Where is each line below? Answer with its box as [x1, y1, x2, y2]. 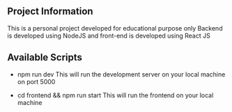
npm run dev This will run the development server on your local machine [17, 70, 226, 79]
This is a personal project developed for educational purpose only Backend [7, 24, 223, 32]
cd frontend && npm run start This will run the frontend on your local [17, 90, 214, 99]
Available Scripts [7, 51, 82, 63]
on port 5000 [17, 77, 56, 86]
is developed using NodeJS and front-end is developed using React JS [7, 31, 210, 40]
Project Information [7, 6, 93, 17]
